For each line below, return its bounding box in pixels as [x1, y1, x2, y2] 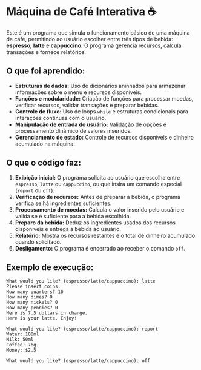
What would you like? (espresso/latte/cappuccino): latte [6, 278, 156, 284]
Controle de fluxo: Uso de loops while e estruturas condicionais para [15, 107, 189, 115]
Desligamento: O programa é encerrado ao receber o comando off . [15, 244, 186, 252]
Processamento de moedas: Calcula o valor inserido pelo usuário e [15, 206, 185, 213]
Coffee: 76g [6, 342, 36, 348]
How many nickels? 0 [6, 300, 59, 306]
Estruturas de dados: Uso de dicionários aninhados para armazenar [15, 82, 186, 89]
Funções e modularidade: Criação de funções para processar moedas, [15, 95, 194, 102]
